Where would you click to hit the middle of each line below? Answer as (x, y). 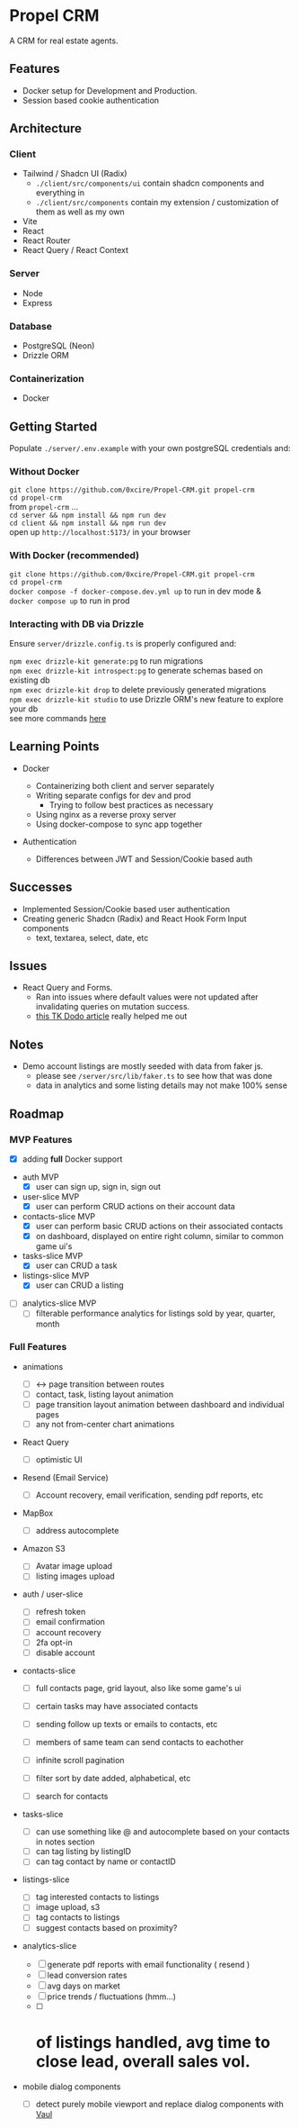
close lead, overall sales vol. (143, 2061)
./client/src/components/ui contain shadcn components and (150, 183)
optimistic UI (59, 1460)
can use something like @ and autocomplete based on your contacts (163, 1832)
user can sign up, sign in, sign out (98, 1187)
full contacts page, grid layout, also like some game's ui (138, 1688)
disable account (66, 1653)
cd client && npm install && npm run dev (88, 523)
